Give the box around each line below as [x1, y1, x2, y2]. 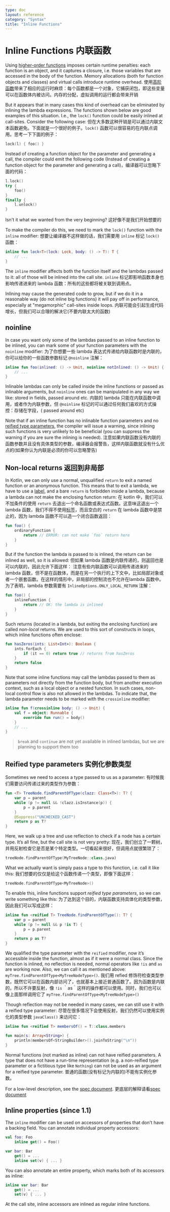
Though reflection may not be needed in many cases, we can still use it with [5, 1001, 164, 1007]
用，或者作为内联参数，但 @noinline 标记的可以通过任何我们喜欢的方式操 [5, 401, 157, 407]
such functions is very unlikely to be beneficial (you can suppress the [5, 429, 150, 435]
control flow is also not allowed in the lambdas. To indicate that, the [16, 691, 157, 697]
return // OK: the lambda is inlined [23, 602, 103, 607]
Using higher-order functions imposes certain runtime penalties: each [5, 62, 151, 69]
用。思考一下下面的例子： [5, 132, 59, 138]
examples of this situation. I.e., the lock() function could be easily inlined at [5, 113, 163, 119]
